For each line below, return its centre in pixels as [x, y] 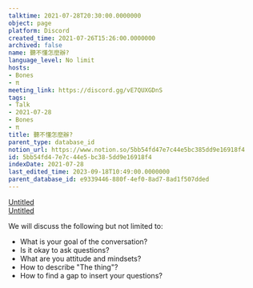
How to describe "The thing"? [69, 267]
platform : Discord [39, 30]
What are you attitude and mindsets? [80, 258]
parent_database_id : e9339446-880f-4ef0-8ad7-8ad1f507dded [109, 180]
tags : [17, 98]
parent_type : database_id [51, 142]
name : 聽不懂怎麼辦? [39, 53]
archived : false [35, 46]
